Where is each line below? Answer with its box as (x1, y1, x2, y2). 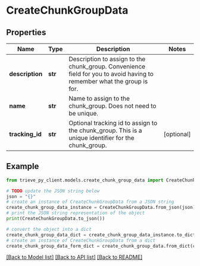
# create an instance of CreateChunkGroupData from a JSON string (6, 199, 174, 205)
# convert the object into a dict (6, 226, 92, 232)
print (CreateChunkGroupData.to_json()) (6, 215, 105, 222)
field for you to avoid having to (68, 70, 154, 78)
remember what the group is (68, 77, 148, 85)
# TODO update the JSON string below (6, 188, 100, 194)
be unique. (68, 109, 98, 117)
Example (6, 161, 39, 171)
